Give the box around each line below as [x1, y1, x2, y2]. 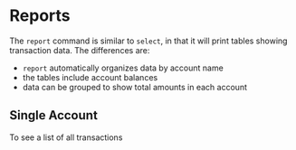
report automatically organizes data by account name [22, 62, 224, 73]
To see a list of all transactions [9, 132, 123, 143]
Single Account [9, 108, 98, 123]
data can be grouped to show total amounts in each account [22, 81, 247, 92]
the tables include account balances [22, 71, 158, 82]
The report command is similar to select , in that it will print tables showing [9, 35, 288, 46]
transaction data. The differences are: [9, 44, 150, 55]
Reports [9, 5, 71, 26]
